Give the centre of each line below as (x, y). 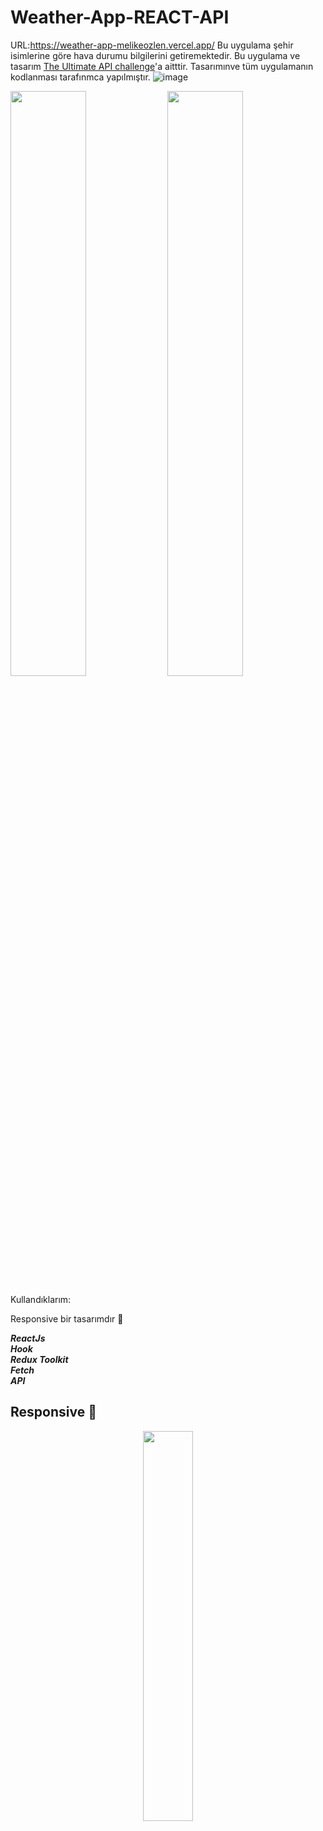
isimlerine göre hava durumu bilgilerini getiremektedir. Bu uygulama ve (155, 55)
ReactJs (28, 1338)
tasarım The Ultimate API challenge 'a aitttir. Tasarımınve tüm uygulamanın (162, 66)
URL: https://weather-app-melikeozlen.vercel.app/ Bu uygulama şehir (152, 45)
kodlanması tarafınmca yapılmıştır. (80, 77)
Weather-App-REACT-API (120, 17)
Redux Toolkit (39, 1359)
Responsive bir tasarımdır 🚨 (67, 1318)
